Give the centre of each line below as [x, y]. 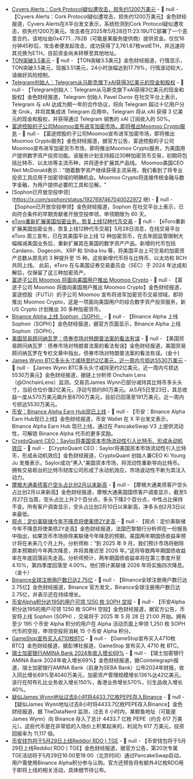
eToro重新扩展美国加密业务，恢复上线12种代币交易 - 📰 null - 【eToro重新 [99, 221]
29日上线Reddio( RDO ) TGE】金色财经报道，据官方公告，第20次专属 [95, 748]
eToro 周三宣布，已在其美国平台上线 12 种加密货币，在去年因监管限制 [95, 236]
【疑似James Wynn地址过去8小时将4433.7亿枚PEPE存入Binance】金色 [97, 704]
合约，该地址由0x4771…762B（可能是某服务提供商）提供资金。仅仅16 [101, 38]
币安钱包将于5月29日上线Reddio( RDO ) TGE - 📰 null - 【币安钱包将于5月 [99, 741]
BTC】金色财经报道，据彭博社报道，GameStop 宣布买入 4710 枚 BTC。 [97, 646]
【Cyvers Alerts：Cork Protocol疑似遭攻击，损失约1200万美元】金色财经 [99, 16]
